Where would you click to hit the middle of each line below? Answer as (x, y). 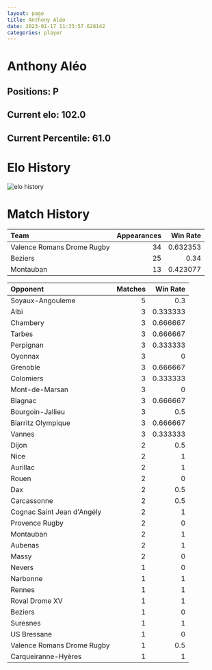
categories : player (35, 33)
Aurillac (23, 467)
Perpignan (27, 345)
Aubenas (25, 545)
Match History (49, 214)
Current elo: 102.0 (47, 115)
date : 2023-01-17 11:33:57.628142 (56, 26)
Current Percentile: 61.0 (59, 138)
